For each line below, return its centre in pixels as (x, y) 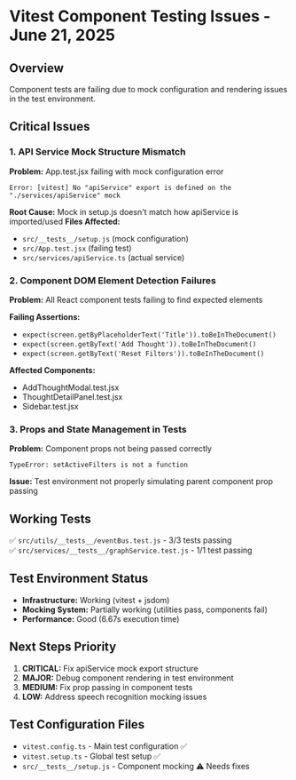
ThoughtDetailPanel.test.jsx (72, 396)
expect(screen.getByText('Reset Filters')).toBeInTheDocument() (143, 354)
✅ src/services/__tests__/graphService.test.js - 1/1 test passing (131, 550)
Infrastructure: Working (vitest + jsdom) (96, 600)
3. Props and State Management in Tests (98, 429)
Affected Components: (52, 370)
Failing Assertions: (45, 316)
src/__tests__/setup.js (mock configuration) (105, 238)
